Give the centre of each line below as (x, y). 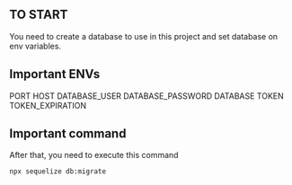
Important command (68, 134)
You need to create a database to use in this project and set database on (144, 36)
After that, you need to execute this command (94, 155)
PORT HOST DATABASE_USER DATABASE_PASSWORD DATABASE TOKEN (147, 96)
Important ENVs (55, 74)
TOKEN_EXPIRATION (48, 105)
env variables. (35, 46)
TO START (39, 15)
